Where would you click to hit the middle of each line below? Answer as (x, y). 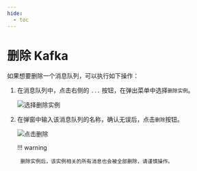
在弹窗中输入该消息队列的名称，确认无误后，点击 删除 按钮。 (100, 120)
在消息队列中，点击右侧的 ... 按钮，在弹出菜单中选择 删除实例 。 (105, 90)
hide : (15, 13)
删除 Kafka (38, 56)
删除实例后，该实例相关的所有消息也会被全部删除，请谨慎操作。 (96, 161)
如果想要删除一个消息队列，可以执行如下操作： (73, 76)
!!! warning (32, 148)
